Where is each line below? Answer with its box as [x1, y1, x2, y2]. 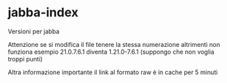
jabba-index [8, 5, 78, 20]
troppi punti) [8, 54, 43, 63]
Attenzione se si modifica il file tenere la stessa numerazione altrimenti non [8, 40, 221, 48]
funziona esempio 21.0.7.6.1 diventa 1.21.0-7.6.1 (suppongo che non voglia [8, 48, 215, 56]
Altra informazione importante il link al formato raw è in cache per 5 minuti [8, 68, 218, 76]
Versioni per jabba [8, 27, 60, 35]
